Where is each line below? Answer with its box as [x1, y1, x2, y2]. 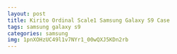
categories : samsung [7, 29, 69, 37]
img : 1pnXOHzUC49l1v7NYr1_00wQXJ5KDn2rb [7, 36, 129, 43]
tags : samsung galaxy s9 [7, 23, 81, 30]
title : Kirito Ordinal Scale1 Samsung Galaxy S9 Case [7, 17, 171, 24]
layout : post [7, 10, 46, 18]
